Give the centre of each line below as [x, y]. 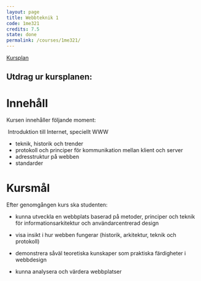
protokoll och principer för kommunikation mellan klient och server [99, 150]
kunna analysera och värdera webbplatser [68, 272]
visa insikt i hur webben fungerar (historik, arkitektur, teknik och [96, 235]
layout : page [23, 12]
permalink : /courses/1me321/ [44, 40]
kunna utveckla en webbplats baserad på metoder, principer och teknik [105, 217]
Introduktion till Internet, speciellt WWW [58, 132]
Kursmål [28, 188]
